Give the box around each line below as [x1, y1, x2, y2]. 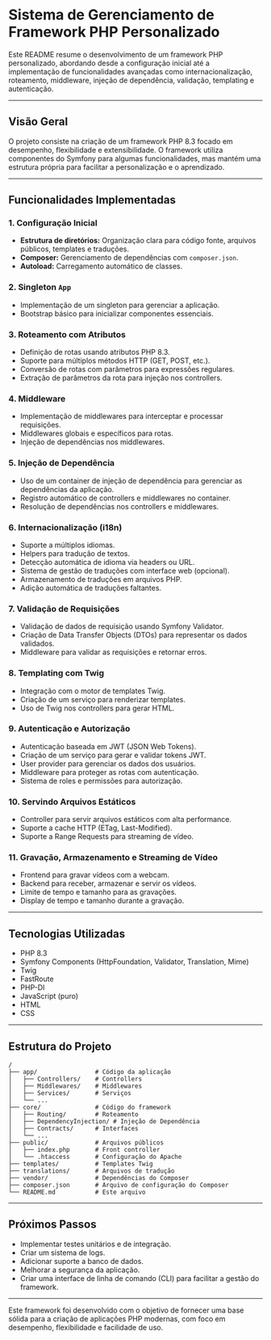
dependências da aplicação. [19, 484, 115, 494]
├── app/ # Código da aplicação [8, 1068, 172, 1077]
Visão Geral [8, 115, 69, 129]
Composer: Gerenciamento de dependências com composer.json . [19, 253, 239, 263]
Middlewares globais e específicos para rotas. [19, 428, 173, 438]
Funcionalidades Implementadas [8, 193, 176, 207]
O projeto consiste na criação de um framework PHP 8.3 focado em [8, 136, 234, 146]
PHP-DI [19, 983, 45, 992]
